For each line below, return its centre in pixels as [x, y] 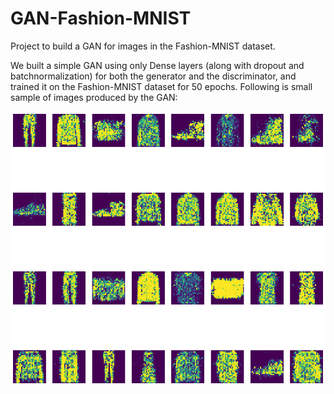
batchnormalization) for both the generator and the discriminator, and [153, 76]
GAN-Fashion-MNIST [101, 18]
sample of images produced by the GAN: [94, 97]
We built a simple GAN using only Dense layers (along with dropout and [157, 65]
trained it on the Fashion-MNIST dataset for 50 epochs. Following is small [161, 86]
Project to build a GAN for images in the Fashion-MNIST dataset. [143, 46]
